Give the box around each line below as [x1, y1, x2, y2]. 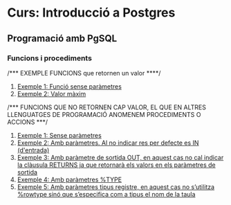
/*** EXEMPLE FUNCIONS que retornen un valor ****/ [7, 69, 161, 77]
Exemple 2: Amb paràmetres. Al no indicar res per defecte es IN [17, 139, 199, 147]
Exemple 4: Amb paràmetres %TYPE [17, 175, 122, 184]
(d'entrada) [17, 145, 50, 154]
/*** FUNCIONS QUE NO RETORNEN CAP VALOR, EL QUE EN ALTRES [7, 102, 206, 112]
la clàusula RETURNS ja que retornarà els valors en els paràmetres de [17, 161, 216, 169]
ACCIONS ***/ [7, 118, 48, 126]
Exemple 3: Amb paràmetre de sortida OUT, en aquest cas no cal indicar [17, 153, 224, 161]
